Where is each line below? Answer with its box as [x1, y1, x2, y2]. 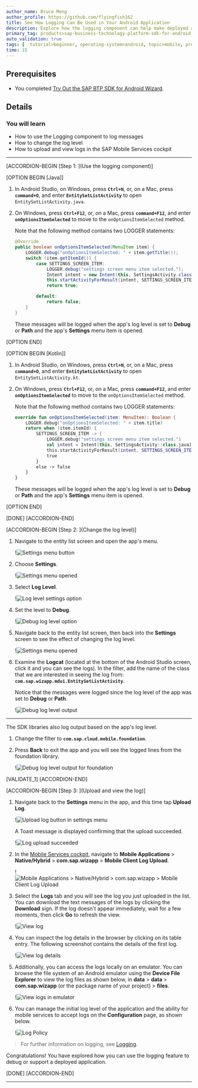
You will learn [6, 119, 46, 128]
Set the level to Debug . [14, 607, 71, 614]
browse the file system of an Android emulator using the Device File [14, 970, 180, 977]
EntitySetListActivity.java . [14, 198, 85, 205]
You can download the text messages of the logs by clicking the [14, 899, 170, 906]
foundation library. [14, 753, 60, 760]
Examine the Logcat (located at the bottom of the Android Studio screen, [14, 659, 192, 666]
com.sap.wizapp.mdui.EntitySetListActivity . [14, 678, 125, 685]
